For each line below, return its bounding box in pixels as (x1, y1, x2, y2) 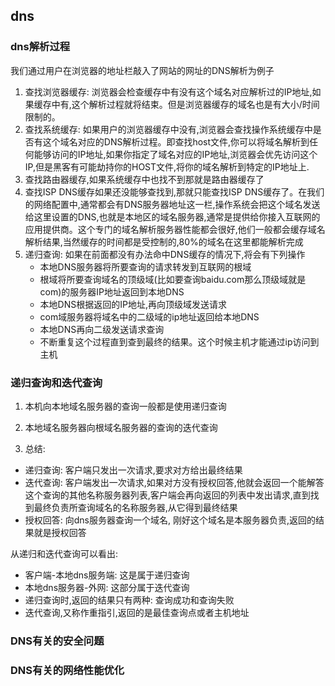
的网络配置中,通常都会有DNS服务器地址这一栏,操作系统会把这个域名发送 (24, 198, 321, 210)
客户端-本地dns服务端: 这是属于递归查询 (24, 569, 190, 581)
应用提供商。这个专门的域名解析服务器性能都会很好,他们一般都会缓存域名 (24, 223, 326, 235)
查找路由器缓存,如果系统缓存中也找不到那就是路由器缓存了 (24, 173, 265, 185)
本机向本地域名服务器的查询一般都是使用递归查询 (24, 400, 227, 412)
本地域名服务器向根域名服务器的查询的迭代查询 (24, 421, 218, 433)
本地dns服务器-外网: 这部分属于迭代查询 (24, 581, 190, 593)
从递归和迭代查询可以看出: (10, 547, 119, 559)
